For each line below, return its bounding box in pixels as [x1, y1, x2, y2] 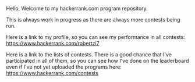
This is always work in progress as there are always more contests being [6, 16, 180, 23]
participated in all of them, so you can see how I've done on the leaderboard [6, 58, 189, 64]
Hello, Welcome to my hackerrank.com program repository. [6, 5, 148, 12]
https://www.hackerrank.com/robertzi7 [6, 40, 100, 47]
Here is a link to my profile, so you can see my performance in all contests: [6, 34, 185, 40]
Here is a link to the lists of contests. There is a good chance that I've [6, 51, 172, 58]
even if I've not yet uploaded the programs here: [6, 63, 122, 70]
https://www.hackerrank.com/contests [6, 70, 99, 76]
